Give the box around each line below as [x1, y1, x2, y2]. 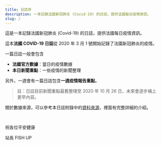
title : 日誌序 [5, 7, 32, 12]
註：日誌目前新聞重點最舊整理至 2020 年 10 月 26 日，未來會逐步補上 [17, 88, 157, 94]
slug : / [5, 16, 21, 21]
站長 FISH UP [5, 135, 32, 141]
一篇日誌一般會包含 [5, 51, 44, 57]
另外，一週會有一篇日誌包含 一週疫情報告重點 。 [5, 78, 99, 83]
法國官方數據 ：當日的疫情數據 [12, 62, 72, 67]
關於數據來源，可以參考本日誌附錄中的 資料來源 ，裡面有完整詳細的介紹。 [5, 104, 151, 110]
